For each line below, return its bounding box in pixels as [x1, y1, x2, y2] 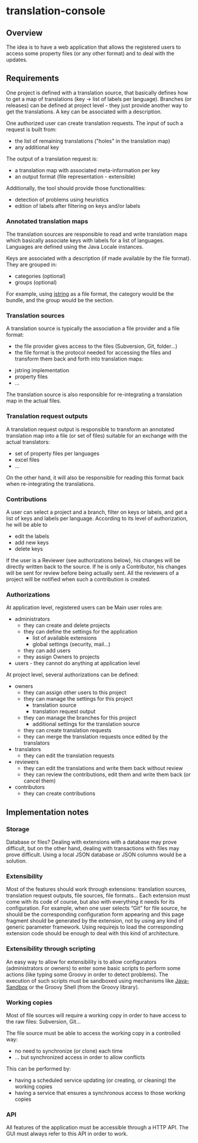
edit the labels [14, 533, 50, 540]
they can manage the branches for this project [23, 714, 137, 721]
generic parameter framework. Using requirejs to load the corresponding [6, 923, 183, 930]
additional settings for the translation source [32, 720, 140, 728]
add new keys [14, 539, 49, 546]
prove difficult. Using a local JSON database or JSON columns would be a [6, 851, 187, 858]
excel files [14, 456, 40, 463]
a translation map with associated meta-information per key [14, 166, 160, 173]
